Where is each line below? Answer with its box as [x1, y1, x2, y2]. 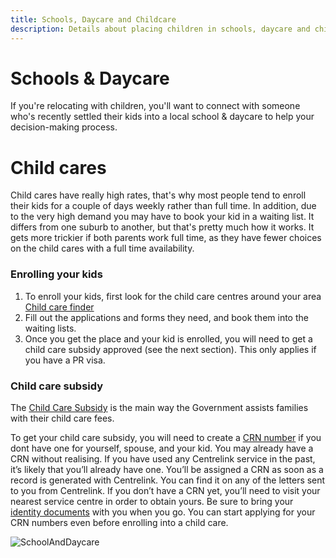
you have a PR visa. [24, 354, 106, 366]
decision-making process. [10, 121, 118, 133]
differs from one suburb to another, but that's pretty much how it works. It [10, 221, 315, 233]
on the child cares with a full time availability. [10, 242, 195, 255]
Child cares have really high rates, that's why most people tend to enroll [10, 189, 307, 201]
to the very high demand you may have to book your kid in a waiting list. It [10, 211, 315, 223]
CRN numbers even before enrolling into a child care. [10, 516, 229, 528]
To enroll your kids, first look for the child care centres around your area [24, 290, 322, 302]
